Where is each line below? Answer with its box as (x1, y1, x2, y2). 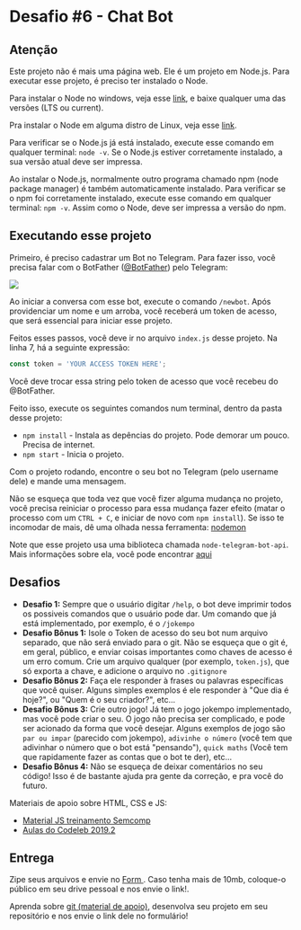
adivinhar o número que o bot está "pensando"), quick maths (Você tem (22, 741, 288, 752)
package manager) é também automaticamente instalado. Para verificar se (9, 183, 286, 194)
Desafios (9, 575, 61, 590)
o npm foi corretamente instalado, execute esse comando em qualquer (9, 193, 272, 203)
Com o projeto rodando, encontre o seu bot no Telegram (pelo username (9, 465, 279, 477)
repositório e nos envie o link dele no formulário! (9, 910, 189, 922)
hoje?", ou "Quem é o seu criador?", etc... (22, 694, 176, 704)
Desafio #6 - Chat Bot (9, 6, 173, 27)
